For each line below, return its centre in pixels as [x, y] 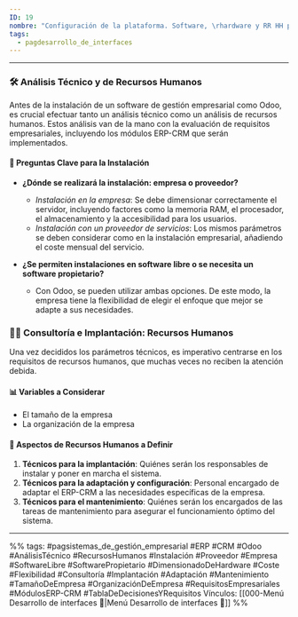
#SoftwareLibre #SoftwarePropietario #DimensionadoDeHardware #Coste [145, 566]
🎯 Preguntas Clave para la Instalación [79, 163]
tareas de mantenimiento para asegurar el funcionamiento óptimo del [148, 511]
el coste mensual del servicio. [90, 247]
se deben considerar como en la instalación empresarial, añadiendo [159, 237]
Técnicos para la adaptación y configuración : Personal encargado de [150, 483]
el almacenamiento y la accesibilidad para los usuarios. [136, 218]
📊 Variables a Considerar [57, 392]
